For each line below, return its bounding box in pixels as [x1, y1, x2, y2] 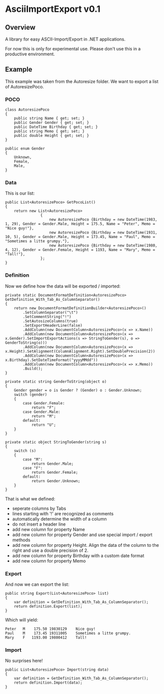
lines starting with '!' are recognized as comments [12, 510, 114, 517]
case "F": [23, 465, 43, 470]
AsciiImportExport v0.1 [5, 3, 101, 15]
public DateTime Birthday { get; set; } [14, 124, 98, 129]
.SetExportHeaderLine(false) [23, 323, 83, 328]
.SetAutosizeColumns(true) [23, 319, 78, 324]
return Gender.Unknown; [31, 478, 80, 484]
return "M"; [31, 413, 56, 418]
